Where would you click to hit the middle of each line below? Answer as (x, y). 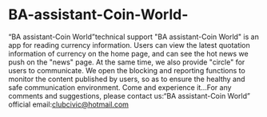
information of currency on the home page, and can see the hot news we (129, 53)
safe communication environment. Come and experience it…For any (120, 87)
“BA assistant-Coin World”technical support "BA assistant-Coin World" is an (134, 37)
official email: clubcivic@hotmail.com (69, 104)
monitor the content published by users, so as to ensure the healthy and (127, 79)
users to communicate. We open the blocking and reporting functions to (127, 70)
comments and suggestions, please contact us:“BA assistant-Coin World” (129, 96)
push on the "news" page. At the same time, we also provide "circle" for (127, 62)
